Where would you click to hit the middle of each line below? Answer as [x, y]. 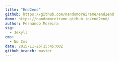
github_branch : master [29, 51]
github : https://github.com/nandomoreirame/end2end [59, 14]
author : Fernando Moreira [32, 23]
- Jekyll [19, 32]
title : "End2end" [23, 10]
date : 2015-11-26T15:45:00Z [34, 46]
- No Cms [19, 42]
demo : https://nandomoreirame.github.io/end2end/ [58, 19]
